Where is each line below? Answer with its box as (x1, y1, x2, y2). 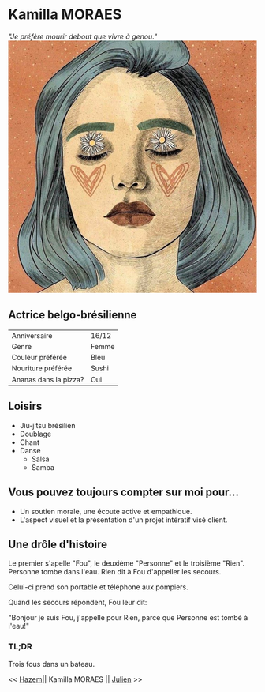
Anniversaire (11, 330, 53, 340)
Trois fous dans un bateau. (8, 659, 95, 668)
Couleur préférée (11, 353, 67, 362)
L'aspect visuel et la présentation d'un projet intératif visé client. (19, 515, 228, 525)
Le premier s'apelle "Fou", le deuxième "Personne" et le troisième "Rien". (8, 558, 245, 568)
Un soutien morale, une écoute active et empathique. (19, 506, 192, 516)
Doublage (19, 429, 52, 438)
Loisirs (8, 400, 43, 413)
